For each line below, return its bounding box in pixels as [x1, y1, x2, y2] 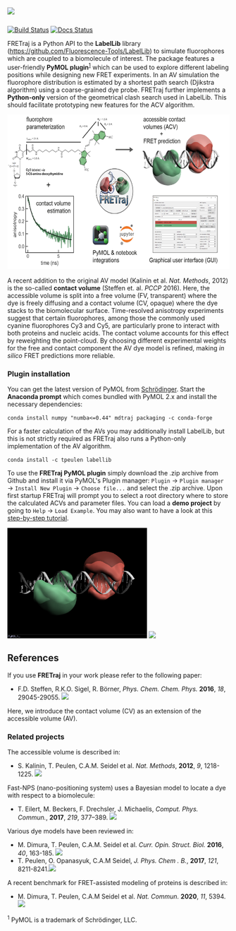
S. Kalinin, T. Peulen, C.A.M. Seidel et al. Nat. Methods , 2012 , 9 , [17, 761, 203, 770]
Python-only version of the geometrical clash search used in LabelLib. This [7, 93, 227, 101]
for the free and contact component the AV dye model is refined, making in [7, 343, 225, 352]
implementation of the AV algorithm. [7, 441, 112, 450]
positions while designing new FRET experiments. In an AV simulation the [7, 70, 220, 79]
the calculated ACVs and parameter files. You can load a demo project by [7, 499, 221, 507]
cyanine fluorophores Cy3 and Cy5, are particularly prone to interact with [7, 321, 220, 330]
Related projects [7, 732, 65, 742]
